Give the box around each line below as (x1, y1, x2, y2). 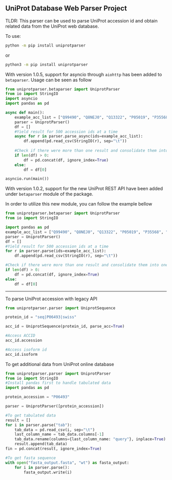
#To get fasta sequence (5, 455, 56, 461)
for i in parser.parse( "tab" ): (5, 422, 72, 427)
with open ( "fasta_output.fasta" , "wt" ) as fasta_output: (5, 460, 130, 465)
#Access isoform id (5, 347, 47, 352)
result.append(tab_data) (14, 442, 68, 447)
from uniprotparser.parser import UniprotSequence (5, 305, 116, 311)
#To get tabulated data (5, 413, 56, 418)
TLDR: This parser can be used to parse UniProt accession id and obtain (5, 17, 158, 24)
